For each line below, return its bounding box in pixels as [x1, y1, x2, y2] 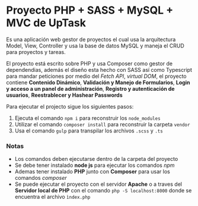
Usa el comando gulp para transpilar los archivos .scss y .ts [14, 127, 163, 134]
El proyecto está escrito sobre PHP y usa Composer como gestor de [6, 60, 173, 67]
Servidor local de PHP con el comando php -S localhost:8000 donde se [14, 187, 192, 194]
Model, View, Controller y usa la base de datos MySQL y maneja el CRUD [6, 42, 185, 49]
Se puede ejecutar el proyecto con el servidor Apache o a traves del [14, 180, 183, 188]
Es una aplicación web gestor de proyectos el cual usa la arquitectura [6, 36, 176, 43]
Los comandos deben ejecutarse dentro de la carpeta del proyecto [14, 156, 178, 163]
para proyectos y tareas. [6, 48, 66, 55]
